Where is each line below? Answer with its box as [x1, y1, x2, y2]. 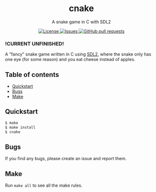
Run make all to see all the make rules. [5, 182, 82, 189]
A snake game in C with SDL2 [51, 19, 111, 25]
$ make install [5, 125, 36, 130]
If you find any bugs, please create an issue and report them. [5, 156, 127, 162]
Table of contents [5, 71, 59, 79]
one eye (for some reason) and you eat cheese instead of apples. [5, 57, 136, 62]
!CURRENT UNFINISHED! [5, 40, 64, 47]
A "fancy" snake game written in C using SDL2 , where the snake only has [5, 51, 152, 57]
